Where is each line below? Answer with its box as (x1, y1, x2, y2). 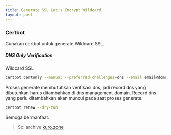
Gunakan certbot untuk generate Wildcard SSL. (5, 40, 104, 46)
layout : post (5, 12, 33, 17)
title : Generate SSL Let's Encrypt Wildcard (5, 7, 101, 13)
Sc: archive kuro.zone (17, 124, 64, 130)
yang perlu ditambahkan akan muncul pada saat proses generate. (5, 95, 144, 101)
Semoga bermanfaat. (5, 114, 50, 120)
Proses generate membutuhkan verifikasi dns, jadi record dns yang (5, 84, 146, 90)
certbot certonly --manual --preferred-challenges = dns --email (5, 75, 142, 80)
